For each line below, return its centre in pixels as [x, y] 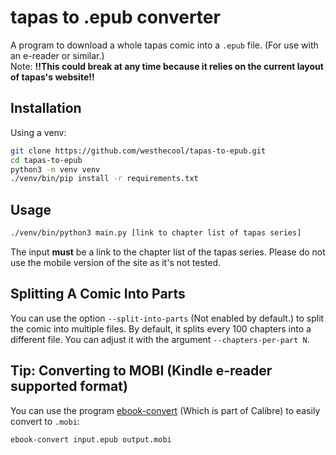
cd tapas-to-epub [46, 160]
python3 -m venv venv [55, 169]
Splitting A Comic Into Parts [98, 294]
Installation [46, 108]
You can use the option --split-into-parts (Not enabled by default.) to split [167, 318]
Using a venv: [38, 132]
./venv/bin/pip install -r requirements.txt [104, 179]
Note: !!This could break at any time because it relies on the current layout [167, 66]
